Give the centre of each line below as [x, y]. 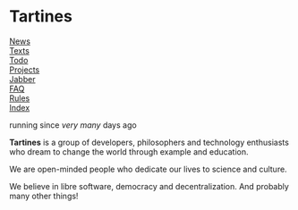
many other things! [44, 196]
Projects [25, 70]
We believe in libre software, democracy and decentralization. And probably [149, 186]
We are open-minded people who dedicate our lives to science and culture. [149, 169]
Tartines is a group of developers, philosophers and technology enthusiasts [149, 142]
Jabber [22, 79]
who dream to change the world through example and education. [129, 151]
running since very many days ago [73, 125]
